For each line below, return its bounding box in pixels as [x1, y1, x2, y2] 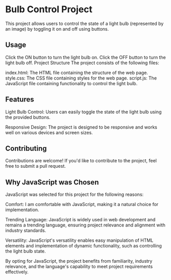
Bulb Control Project [5, 4, 93, 15]
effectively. [5, 269, 29, 275]
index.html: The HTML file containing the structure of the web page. [5, 69, 148, 75]
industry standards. [5, 227, 46, 234]
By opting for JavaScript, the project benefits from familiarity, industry [5, 258, 153, 264]
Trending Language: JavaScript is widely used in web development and [5, 217, 156, 223]
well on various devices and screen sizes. [5, 129, 93, 136]
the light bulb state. [5, 248, 46, 254]
